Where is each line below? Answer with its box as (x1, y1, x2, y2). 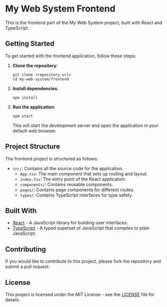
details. (5, 297, 21, 302)
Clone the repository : (12, 62, 58, 68)
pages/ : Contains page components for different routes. (20, 187, 134, 193)
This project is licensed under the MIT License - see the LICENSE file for (5, 291, 154, 297)
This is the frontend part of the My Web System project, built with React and (5, 20, 162, 26)
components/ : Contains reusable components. (20, 181, 113, 187)
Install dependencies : (12, 85, 59, 91)
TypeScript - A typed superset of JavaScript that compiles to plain (12, 225, 149, 231)
